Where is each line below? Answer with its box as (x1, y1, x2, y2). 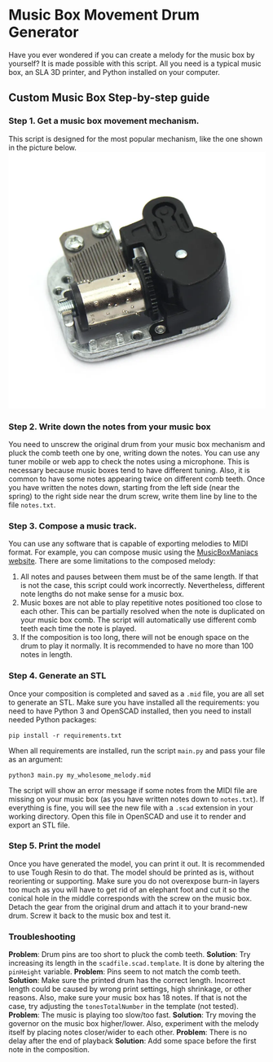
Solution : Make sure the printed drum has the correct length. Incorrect (8, 976, 246, 985)
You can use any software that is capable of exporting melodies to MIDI (8, 539, 249, 549)
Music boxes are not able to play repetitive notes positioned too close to (20, 598, 262, 608)
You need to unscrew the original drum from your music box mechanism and (8, 439, 266, 449)
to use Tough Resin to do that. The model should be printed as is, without (8, 867, 254, 877)
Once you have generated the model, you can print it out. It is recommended (8, 858, 265, 868)
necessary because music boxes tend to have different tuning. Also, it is (8, 465, 250, 475)
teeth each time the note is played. (20, 624, 137, 634)
